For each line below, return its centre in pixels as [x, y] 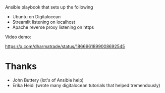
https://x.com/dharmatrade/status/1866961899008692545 [65, 46]
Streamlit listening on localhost [44, 22]
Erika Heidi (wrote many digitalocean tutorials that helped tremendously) [86, 85]
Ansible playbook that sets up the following [49, 7]
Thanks [21, 67]
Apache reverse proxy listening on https [53, 27]
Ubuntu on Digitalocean [36, 17]
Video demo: [18, 37]
